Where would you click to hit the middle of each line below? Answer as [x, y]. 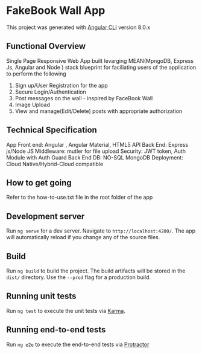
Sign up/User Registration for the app [61, 85]
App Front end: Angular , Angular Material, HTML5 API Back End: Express [97, 144]
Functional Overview [46, 46]
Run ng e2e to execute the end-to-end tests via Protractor [78, 344]
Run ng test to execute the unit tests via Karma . [66, 311]
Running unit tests [41, 296]
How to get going [39, 183]
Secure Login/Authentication [50, 92]
